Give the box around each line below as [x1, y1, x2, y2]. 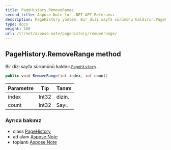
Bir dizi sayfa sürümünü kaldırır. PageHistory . [5, 63, 99, 69]
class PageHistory [12, 128, 51, 134]
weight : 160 [5, 26, 31, 32]
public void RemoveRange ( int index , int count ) [5, 73, 108, 78]
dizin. [56, 93, 70, 100]
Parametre [8, 84, 34, 92]
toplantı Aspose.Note [12, 139, 57, 145]
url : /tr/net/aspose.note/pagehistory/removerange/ [5, 31, 117, 36]
